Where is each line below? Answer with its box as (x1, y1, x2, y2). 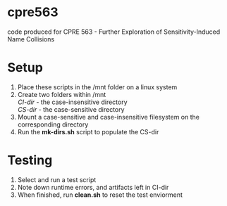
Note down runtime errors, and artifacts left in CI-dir (17, 183, 169, 191)
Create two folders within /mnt (17, 90, 106, 98)
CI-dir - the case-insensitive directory (17, 98, 128, 106)
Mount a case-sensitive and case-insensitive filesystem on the (17, 112, 200, 121)
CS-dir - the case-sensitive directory (17, 105, 125, 113)
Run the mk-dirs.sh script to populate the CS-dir (17, 127, 159, 136)
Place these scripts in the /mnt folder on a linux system (17, 82, 178, 91)
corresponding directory (17, 120, 89, 129)
